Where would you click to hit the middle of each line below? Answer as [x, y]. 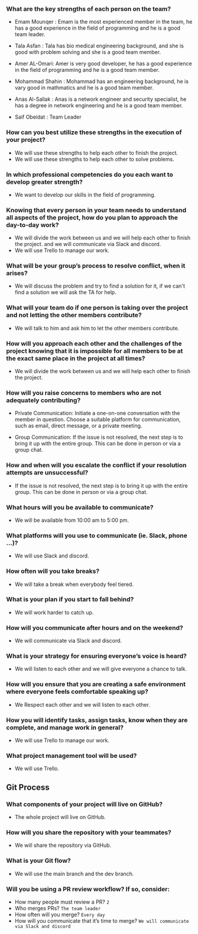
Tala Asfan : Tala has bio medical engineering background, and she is [99, 46]
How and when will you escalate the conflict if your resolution [97, 466]
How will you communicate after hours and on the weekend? [95, 627]
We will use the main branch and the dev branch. [74, 874]
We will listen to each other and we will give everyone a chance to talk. [101, 669]
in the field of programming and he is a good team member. [87, 70]
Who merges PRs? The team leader [58, 908]
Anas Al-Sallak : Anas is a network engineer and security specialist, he [100, 99]
